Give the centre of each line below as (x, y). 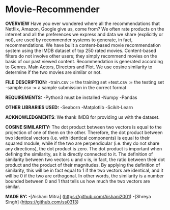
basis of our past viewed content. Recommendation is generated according (84, 61)
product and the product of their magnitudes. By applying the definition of (83, 165)
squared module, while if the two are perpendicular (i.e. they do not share (82, 143)
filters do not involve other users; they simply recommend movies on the (81, 56)
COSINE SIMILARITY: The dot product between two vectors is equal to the (83, 127)
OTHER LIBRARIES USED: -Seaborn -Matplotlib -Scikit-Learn (69, 107)
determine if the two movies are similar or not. (53, 72)
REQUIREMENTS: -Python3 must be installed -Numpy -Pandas (71, 97)
